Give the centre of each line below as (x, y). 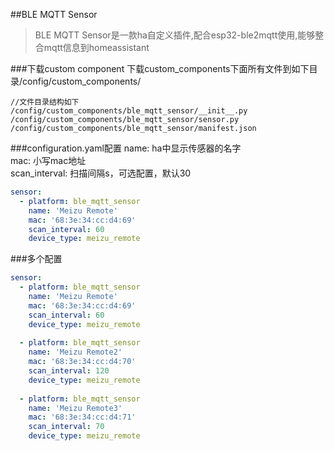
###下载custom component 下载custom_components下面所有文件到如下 (160, 68)
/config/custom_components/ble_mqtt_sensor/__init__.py (129, 111)
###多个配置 (36, 259)
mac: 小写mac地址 (48, 160)
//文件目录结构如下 (45, 102)
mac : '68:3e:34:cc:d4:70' (82, 362)
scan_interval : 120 (69, 371)
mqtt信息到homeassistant (96, 47)
